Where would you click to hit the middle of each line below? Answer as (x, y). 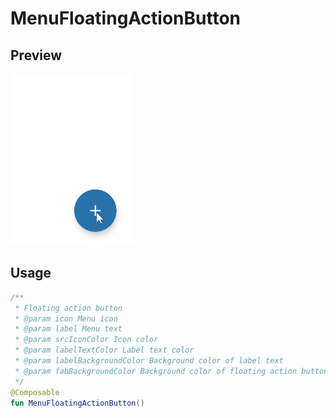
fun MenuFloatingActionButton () (77, 403)
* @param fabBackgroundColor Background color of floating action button (171, 371)
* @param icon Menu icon (66, 318)
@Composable (35, 392)
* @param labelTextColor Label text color (104, 350)
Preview (36, 55)
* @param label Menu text (68, 329)
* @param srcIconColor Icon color (86, 340)
